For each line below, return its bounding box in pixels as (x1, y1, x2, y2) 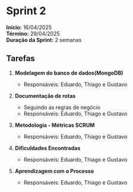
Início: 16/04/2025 (6, 24, 52, 31)
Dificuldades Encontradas (14, 144, 81, 152)
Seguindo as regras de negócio (23, 104, 101, 111)
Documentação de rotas (14, 92, 76, 99)
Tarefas (6, 53, 36, 63)
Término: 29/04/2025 (6, 30, 61, 37)
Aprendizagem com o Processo (14, 167, 94, 174)
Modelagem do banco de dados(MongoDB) (14, 69, 123, 76)
